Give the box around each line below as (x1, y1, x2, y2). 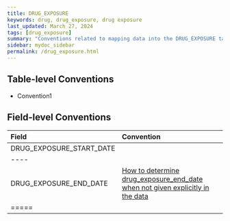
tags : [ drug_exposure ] (7, 29, 72, 36)
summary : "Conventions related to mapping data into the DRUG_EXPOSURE (7, 36, 216, 42)
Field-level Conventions (7, 112, 112, 123)
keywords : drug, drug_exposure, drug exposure (7, 16, 142, 23)
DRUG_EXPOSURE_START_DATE (10, 143, 116, 153)
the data (122, 191, 149, 200)
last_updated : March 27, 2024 (7, 23, 94, 29)
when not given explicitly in (122, 183, 209, 192)
